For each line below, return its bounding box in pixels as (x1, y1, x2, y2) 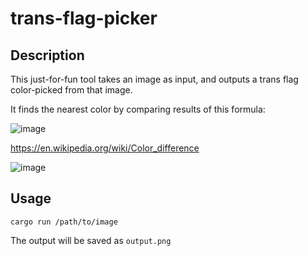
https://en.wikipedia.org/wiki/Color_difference (10, 142, 200, 154)
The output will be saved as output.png (10, 234, 172, 246)
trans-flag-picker (10, 7, 158, 30)
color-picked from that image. (10, 84, 133, 96)
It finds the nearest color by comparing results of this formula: (10, 103, 266, 115)
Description (10, 47, 85, 64)
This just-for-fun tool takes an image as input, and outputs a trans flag (10, 73, 299, 85)
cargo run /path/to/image (10, 217, 118, 227)
